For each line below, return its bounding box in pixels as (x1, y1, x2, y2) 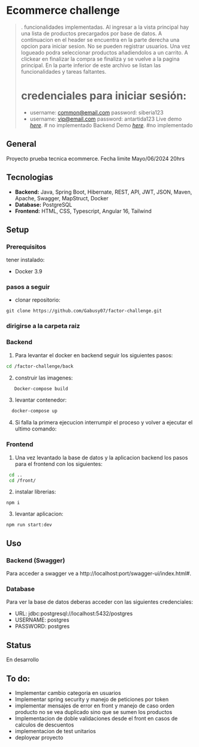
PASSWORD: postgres (14, 623, 70, 630)
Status (6, 640, 32, 650)
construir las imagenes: (14, 374, 73, 381)
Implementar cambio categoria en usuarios (14, 689, 121, 696)
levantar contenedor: (14, 396, 67, 403)
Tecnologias (6, 172, 53, 183)
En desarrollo (6, 656, 39, 663)
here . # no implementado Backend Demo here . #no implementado (29, 121, 193, 129)
